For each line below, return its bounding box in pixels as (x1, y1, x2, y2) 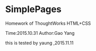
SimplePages (5, 4, 62, 15)
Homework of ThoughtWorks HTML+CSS (5, 20, 91, 26)
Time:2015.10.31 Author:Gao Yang (5, 30, 75, 36)
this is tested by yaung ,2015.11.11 (5, 39, 74, 46)
